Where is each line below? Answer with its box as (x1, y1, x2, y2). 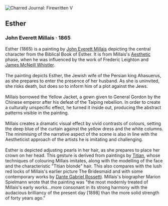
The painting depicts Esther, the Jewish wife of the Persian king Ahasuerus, (5, 72, 161, 78)
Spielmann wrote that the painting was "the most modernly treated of (5, 179, 148, 185)
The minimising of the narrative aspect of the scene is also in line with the (5, 131, 157, 137)
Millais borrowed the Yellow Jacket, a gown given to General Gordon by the (5, 94, 161, 100)
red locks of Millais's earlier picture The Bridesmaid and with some (5, 168, 143, 174)
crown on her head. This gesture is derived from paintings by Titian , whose (5, 152, 160, 158)
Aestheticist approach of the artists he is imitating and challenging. (5, 136, 143, 142)
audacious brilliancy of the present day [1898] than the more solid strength (5, 189, 159, 195)
